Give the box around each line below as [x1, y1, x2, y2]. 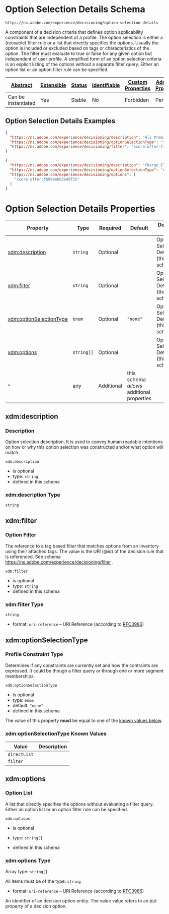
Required [99, 224, 122, 231]
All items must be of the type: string [5, 878, 81, 884]
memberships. [5, 673, 35, 679]
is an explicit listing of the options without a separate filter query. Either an [5, 61, 159, 67]
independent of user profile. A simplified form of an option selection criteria [5, 55, 162, 62]
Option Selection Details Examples [5, 117, 116, 126]
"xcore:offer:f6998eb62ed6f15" [14, 176, 80, 182]
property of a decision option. [5, 903, 67, 909]
